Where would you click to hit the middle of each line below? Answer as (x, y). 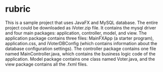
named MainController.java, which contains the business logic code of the (80, 54)
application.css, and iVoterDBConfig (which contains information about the (81, 43)
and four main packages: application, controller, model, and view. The (76, 33)
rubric (18, 9)
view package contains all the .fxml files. (46, 64)
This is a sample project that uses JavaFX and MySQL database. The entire (81, 23)
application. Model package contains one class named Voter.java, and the (80, 59)
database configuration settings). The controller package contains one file (81, 48)
